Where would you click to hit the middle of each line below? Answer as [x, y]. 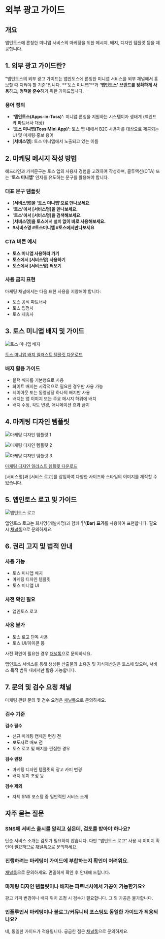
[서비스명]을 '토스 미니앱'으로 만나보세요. [51, 203]
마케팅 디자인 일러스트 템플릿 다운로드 [41, 466]
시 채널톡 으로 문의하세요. [29, 529]
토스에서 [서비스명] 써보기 [37, 266]
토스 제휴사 [23, 314]
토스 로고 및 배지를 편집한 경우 [41, 748]
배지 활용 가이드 [23, 368]
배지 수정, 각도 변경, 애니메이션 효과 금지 [51, 404]
